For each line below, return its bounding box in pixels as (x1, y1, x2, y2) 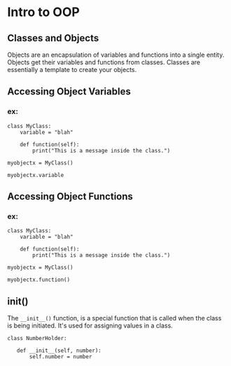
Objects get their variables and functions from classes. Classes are (7, 58, 201, 66)
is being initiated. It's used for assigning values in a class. (7, 321, 173, 330)
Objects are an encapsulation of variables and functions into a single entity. (7, 50, 225, 59)
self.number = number (29, 353, 92, 360)
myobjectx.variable (7, 171, 64, 178)
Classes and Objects (7, 32, 99, 44)
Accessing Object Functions (7, 190, 133, 203)
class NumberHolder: (7, 335, 68, 342)
